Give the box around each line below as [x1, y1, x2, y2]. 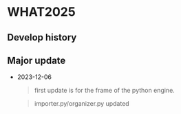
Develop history [7, 32, 77, 43]
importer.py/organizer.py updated [34, 100, 129, 108]
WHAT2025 [7, 4, 76, 20]
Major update [7, 54, 66, 66]
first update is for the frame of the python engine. [34, 87, 175, 95]
